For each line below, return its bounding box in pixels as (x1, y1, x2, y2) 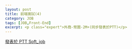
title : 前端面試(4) (5, 12, 42, 16)
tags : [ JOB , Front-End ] (5, 20, 51, 25)
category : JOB (5, 16, 34, 21)
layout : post (5, 7, 32, 12)
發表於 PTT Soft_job (5, 39, 45, 45)
